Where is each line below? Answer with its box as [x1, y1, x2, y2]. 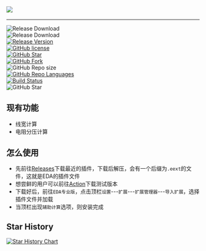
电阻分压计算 [15, 128, 48, 135]
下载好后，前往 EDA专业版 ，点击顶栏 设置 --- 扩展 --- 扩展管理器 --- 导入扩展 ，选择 [15, 188, 200, 195]
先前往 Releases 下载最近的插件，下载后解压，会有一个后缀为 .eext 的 [15, 165, 187, 172]
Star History [6, 222, 54, 232]
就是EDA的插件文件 [31, 172, 80, 180]
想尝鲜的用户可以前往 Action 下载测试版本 [15, 180, 118, 188]
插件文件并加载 [15, 196, 53, 203]
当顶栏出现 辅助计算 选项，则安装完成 [15, 203, 104, 210]
